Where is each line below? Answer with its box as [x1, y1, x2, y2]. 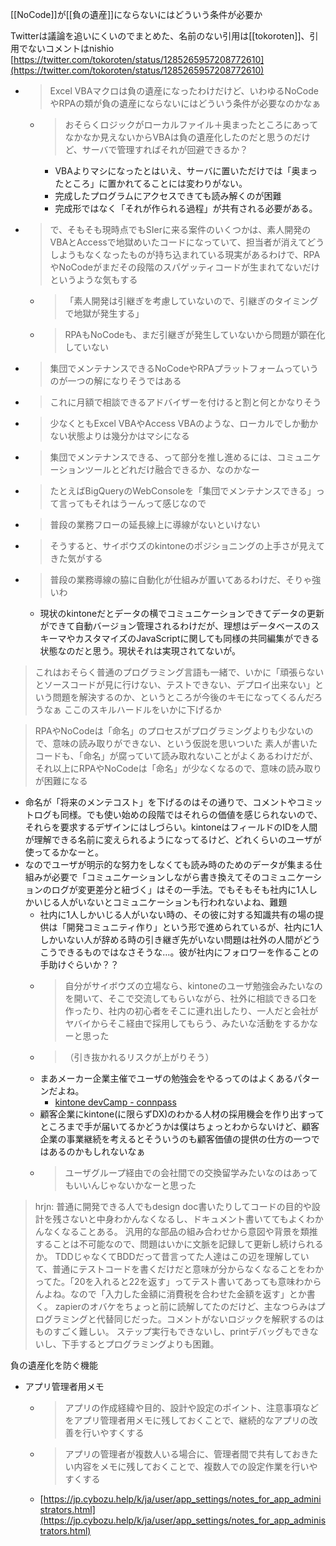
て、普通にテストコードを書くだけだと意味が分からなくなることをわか [34, 1263, 325, 1275]
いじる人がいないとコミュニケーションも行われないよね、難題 [33, 896, 288, 908]
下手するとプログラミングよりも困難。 [61, 1338, 220, 1350]
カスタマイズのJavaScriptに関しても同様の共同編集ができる [74, 633, 320, 644]
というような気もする [49, 274, 138, 285]
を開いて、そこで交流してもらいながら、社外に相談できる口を [64, 993, 318, 1004]
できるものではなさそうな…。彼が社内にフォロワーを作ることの [57, 946, 320, 958]
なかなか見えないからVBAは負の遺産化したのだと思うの [64, 131, 293, 143]
